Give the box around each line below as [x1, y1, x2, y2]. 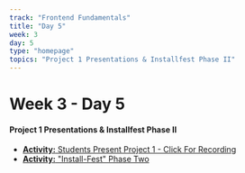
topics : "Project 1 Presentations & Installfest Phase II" [9, 55, 236, 64]
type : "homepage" [9, 47, 75, 56]
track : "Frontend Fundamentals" [9, 13, 131, 23]
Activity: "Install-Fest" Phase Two [22, 154, 150, 165]
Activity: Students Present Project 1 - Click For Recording [22, 144, 237, 155]
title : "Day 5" [9, 22, 67, 31]
